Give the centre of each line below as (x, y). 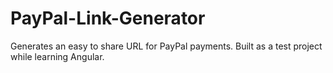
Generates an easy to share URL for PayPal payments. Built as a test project (166, 46)
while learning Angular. (57, 56)
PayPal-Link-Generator (108, 18)
